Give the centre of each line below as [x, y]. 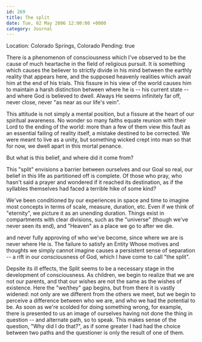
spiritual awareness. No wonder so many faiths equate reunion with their [96, 121]
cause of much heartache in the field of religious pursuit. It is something [96, 64]
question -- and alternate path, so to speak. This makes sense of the [91, 320]
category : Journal [29, 29]
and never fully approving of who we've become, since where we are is [95, 238]
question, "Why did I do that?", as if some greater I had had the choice [93, 326]
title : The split [28, 17]
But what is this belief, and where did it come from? [70, 158]
